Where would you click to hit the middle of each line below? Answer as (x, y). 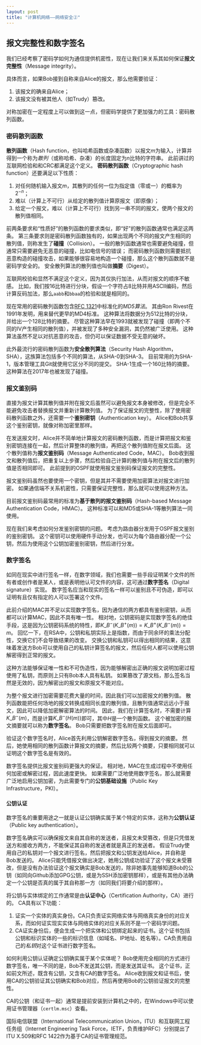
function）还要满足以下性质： (43, 173)
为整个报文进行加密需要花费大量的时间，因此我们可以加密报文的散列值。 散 (99, 695)
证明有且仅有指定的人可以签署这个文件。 (56, 597)
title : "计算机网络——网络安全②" (43, 17)
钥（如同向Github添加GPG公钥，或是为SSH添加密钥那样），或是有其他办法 (97, 876)
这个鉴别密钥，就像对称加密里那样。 (51, 425)
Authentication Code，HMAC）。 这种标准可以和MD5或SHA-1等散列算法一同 (100, 508)
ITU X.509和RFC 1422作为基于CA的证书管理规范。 (68, 1036)
